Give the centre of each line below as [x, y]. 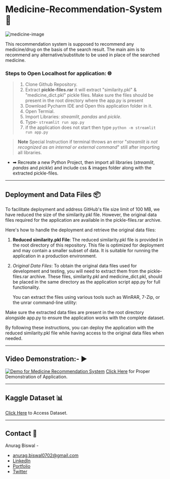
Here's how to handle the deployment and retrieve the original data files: [80, 230]
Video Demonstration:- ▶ [46, 359]
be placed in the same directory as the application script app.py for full [86, 282]
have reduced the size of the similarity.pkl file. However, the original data [81, 215]
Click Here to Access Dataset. [36, 413]
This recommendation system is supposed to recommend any [70, 44]
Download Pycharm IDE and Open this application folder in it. [89, 106]
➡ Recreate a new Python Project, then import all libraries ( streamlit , [84, 162]
